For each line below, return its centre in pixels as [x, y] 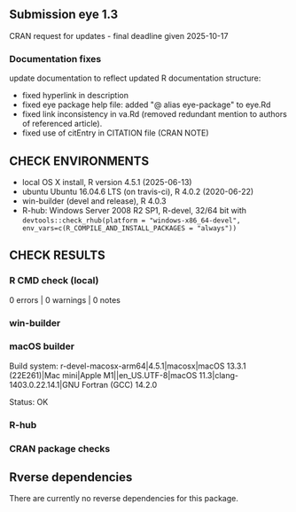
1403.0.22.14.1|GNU [44, 384]
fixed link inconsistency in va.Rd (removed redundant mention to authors [155, 114]
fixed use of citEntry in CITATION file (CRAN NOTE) [116, 133]
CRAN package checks [60, 448]
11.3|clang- [219, 375]
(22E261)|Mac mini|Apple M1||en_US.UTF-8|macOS [103, 375]
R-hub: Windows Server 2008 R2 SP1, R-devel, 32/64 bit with [134, 210]
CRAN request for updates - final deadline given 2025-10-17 [119, 35]
